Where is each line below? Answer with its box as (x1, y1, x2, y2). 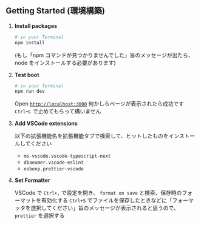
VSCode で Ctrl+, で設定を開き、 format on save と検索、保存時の (14, 189, 182, 196)
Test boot (14, 71, 39, 78)
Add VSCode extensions (14, 120, 78, 127)
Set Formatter (14, 176, 50, 184)
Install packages (14, 22, 58, 29)
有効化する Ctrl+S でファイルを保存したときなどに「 (41, 196, 172, 204)
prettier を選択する (14, 212, 65, 220)
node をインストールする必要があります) (14, 59, 116, 66)
